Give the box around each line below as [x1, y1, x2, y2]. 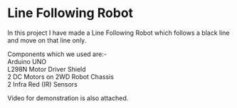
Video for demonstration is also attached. [7, 94, 129, 102]
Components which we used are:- [7, 50, 107, 58]
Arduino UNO [7, 57, 47, 65]
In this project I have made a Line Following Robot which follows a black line [7, 28, 230, 37]
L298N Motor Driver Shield [7, 65, 87, 73]
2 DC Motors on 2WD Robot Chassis [7, 72, 114, 81]
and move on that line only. [7, 36, 87, 44]
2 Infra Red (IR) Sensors [7, 80, 78, 88]
